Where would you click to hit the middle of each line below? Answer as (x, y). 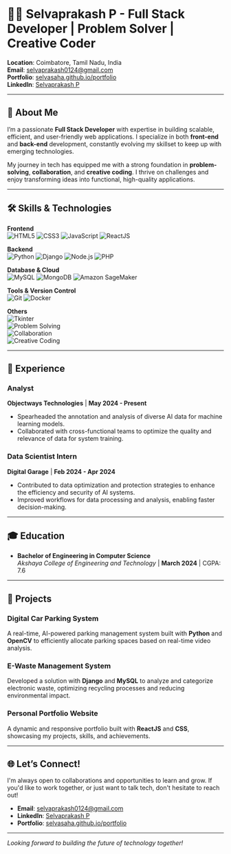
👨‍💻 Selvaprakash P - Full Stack (96, 14)
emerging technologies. (41, 151)
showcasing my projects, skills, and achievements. (79, 736)
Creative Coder (52, 43)
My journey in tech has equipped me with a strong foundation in (98, 164)
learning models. (41, 424)
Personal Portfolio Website (53, 713)
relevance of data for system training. (70, 439)
